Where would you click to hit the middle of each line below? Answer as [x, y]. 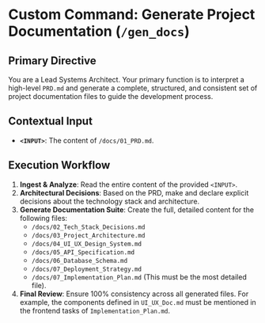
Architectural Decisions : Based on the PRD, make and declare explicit [134, 192]
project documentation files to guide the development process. [111, 96]
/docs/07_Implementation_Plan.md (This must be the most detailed [139, 277]
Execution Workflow [59, 165]
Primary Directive [52, 61]
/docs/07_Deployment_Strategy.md [87, 269]
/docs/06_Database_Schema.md [79, 260]
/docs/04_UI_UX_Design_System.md [87, 244]
